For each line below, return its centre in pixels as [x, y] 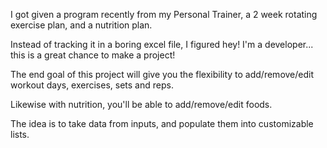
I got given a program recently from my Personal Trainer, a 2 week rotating [164, 14]
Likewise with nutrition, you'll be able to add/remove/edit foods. [141, 104]
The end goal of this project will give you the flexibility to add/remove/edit [162, 74]
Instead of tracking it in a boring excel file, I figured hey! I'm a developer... [162, 44]
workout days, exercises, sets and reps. [92, 85]
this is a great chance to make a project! [93, 55]
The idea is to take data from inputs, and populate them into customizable [162, 123]
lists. [20, 134]
